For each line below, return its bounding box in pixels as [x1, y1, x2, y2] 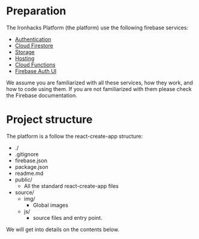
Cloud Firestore [14, 42, 53, 49]
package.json [14, 163, 49, 170]
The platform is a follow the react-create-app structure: [6, 132, 143, 140]
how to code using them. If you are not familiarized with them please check [6, 85, 192, 92]
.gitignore [14, 150, 39, 158]
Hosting [14, 55, 35, 62]
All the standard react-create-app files [23, 182, 119, 189]
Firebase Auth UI [14, 67, 57, 74]
